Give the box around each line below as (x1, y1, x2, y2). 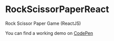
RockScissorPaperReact (5, 4, 109, 15)
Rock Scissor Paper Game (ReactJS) (5, 20, 81, 26)
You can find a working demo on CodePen (5, 30, 93, 36)
